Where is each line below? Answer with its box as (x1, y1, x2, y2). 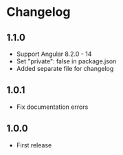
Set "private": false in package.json (16, 57, 117, 65)
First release (16, 141, 52, 149)
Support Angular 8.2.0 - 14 (16, 50, 92, 58)
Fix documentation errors (16, 103, 89, 111)
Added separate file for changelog (16, 65, 114, 72)
